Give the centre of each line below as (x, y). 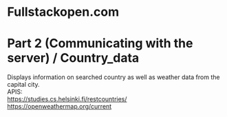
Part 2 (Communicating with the (100, 44)
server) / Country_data (73, 58)
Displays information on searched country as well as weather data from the (113, 77)
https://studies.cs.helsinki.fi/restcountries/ (67, 99)
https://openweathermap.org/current (60, 107)
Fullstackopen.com (63, 12)
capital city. (23, 85)
